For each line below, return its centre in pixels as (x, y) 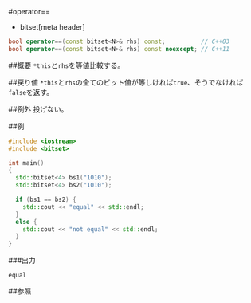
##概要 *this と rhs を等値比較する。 (67, 65)
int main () (26, 163)
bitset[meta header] (52, 27)
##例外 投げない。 (38, 109)
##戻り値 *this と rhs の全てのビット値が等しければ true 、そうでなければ (126, 82)
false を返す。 (31, 92)
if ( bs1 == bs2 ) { (46, 199)
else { (26, 222)
